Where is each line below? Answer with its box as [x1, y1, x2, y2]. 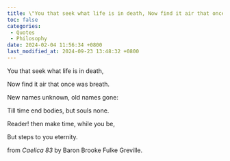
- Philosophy [10, 35, 48, 42]
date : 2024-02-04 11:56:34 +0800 [7, 42, 103, 48]
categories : [7, 23, 41, 29]
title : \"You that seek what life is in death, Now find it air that [7, 10, 210, 17]
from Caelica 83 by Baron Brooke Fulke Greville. [7, 146, 143, 154]
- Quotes [10, 29, 36, 36]
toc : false [7, 16, 38, 23]
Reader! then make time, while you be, [7, 119, 115, 128]
